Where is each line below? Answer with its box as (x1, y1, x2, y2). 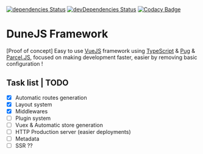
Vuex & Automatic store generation (15, 122, 104, 128)
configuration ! (6, 60, 43, 67)
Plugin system (15, 114, 51, 122)
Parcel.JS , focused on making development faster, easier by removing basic (6, 54, 198, 61)
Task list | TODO (6, 78, 69, 88)
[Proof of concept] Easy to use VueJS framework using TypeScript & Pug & (6, 47, 196, 54)
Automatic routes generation (15, 94, 87, 101)
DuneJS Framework (6, 27, 109, 41)
